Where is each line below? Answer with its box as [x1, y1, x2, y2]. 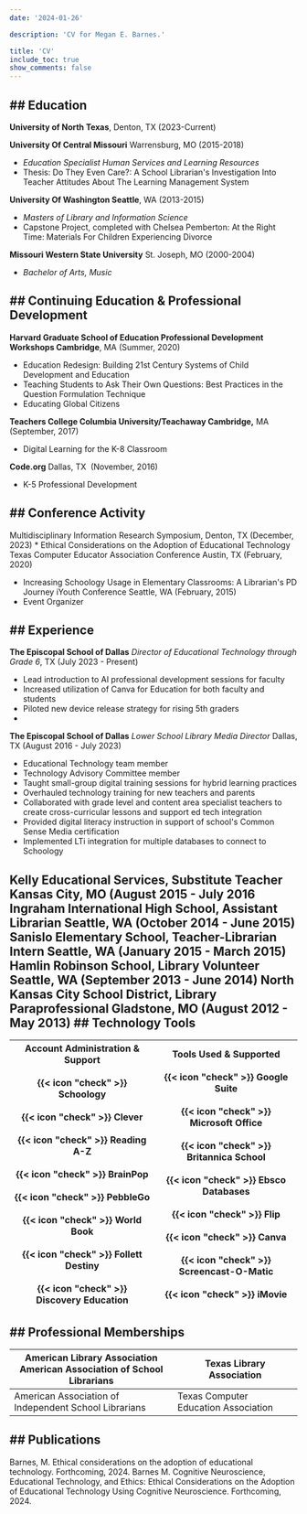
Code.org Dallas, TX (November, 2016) [9, 461, 158, 472]
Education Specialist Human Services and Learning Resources [22, 156, 259, 167]
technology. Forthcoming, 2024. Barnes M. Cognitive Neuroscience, [9, 1466, 266, 1477]
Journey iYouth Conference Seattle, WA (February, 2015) [22, 586, 238, 597]
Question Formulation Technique [22, 388, 146, 399]
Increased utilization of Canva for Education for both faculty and [22, 683, 265, 695]
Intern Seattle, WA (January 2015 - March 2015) [9, 943, 287, 959]
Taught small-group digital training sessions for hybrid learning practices [22, 778, 297, 789]
